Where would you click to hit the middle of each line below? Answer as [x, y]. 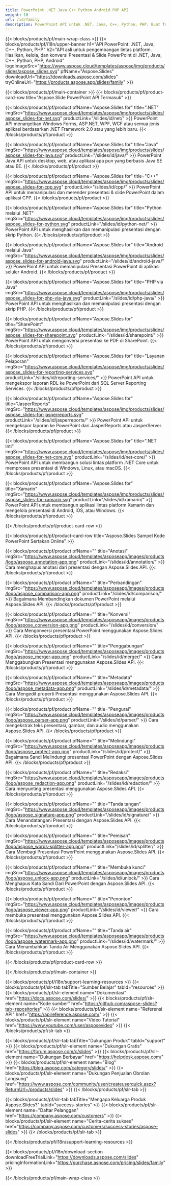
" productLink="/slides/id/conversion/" [118, 625]
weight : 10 [17, 15]
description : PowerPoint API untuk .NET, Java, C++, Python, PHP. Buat [83, 24]
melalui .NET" [20, 213]
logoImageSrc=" [22, 66]
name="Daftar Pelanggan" [51, 1110]
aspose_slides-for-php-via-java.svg [43, 298]
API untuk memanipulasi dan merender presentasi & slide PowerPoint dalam [85, 193]
